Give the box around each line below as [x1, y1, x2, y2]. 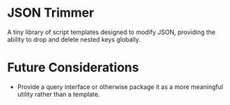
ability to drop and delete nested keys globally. [7, 35, 141, 43]
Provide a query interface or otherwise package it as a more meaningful [17, 82, 224, 91]
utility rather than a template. [17, 90, 100, 98]
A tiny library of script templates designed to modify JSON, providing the [7, 28, 216, 36]
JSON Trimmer [7, 5, 95, 21]
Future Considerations [7, 60, 139, 76]
